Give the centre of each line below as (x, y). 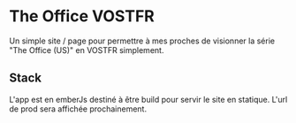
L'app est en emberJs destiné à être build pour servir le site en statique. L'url (148, 99)
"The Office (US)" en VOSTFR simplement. (87, 50)
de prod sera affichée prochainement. (78, 109)
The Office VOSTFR (82, 16)
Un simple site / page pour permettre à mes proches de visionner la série (142, 41)
